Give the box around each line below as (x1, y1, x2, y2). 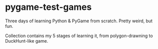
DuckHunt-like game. (5, 38, 48, 44)
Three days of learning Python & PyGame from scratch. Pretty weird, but (5, 18, 153, 24)
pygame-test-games (5, 1, 92, 13)
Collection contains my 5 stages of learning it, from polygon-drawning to (5, 33, 153, 39)
